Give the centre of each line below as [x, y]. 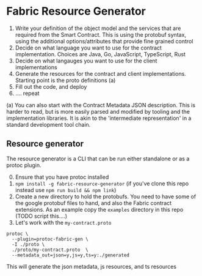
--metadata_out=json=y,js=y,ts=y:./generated [71, 255]
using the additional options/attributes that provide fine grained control [104, 41]
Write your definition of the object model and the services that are [98, 28]
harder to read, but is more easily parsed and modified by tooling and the [98, 111]
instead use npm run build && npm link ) [66, 190]
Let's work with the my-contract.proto [63, 222]
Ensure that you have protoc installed [62, 177]
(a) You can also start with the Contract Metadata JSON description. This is [101, 105]
